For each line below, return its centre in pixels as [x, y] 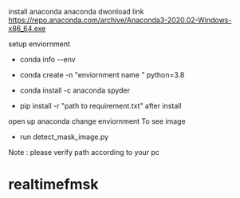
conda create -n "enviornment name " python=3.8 [102, 75]
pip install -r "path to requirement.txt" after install [100, 106]
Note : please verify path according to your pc [84, 152]
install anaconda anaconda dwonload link [76, 12]
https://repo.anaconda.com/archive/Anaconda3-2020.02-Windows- [120, 20]
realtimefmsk [53, 185]
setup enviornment [39, 44]
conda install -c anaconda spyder [75, 90]
